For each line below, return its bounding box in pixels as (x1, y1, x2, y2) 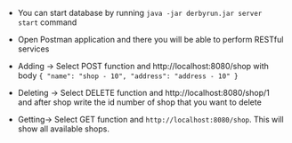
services (17, 44, 50, 54)
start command (17, 17, 77, 28)
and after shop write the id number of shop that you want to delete (17, 97, 263, 107)
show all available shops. (17, 123, 109, 134)
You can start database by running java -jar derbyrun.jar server (17, 8, 263, 18)
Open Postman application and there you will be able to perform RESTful (17, 35, 284, 44)
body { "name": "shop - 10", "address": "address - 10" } (17, 70, 239, 81)
